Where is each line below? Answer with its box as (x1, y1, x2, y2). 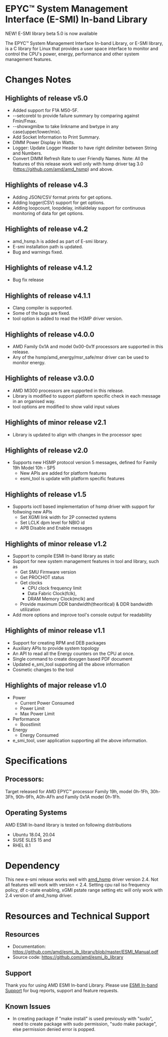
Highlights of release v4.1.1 (5, 291, 91, 300)
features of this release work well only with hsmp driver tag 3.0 (12, 161, 143, 167)
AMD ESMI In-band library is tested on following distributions (5, 822, 132, 828)
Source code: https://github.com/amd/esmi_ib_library (12, 954, 124, 960)
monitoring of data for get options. (12, 210, 84, 216)
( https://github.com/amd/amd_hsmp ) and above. (12, 166, 114, 172)
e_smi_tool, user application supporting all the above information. (12, 737, 148, 743)
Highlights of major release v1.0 (5, 681, 107, 690)
